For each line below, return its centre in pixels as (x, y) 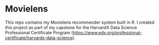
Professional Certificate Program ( (39, 32)
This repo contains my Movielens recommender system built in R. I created (80, 22)
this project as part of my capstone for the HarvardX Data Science (71, 27)
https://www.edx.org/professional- (107, 32)
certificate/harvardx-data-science (39, 38)
